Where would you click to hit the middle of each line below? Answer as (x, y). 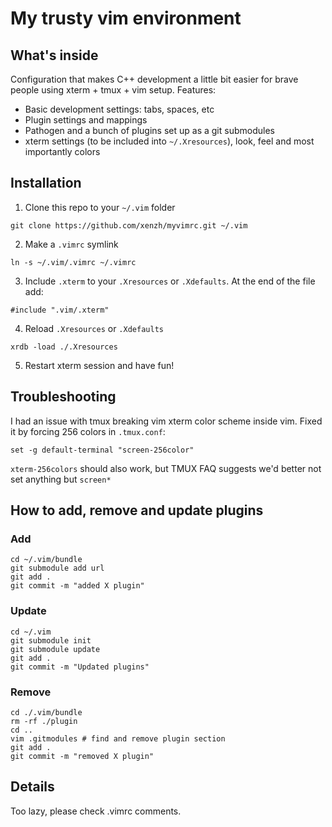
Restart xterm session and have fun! (99, 365)
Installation (46, 183)
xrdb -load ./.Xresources (64, 347)
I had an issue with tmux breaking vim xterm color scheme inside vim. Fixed (166, 421)
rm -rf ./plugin (44, 721)
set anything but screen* (61, 479)
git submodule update (55, 649)
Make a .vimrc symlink (71, 244)
